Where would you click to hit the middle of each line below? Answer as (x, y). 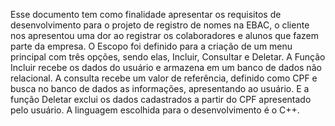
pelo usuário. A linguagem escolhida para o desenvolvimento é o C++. (155, 110)
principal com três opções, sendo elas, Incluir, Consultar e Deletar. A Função (168, 57)
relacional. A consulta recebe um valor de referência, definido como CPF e (164, 78)
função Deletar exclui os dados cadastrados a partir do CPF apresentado (161, 99)
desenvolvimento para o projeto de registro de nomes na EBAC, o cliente (160, 25)
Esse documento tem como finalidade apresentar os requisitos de (146, 14)
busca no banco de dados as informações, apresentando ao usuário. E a (160, 88)
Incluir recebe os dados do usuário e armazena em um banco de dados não (166, 67)
